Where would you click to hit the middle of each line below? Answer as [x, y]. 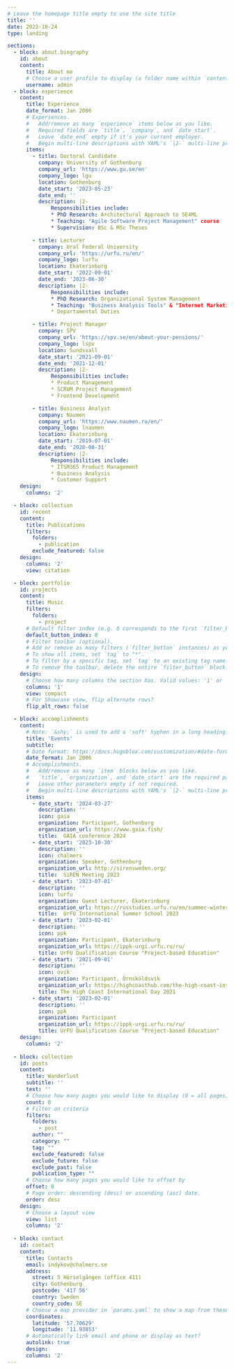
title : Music [45, 603]
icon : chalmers [60, 855]
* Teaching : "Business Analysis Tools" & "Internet [127, 305]
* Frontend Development [85, 395]
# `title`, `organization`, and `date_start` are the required [122, 778]
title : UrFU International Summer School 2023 [108, 914]
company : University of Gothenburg [89, 163]
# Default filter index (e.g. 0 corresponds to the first [111, 628]
